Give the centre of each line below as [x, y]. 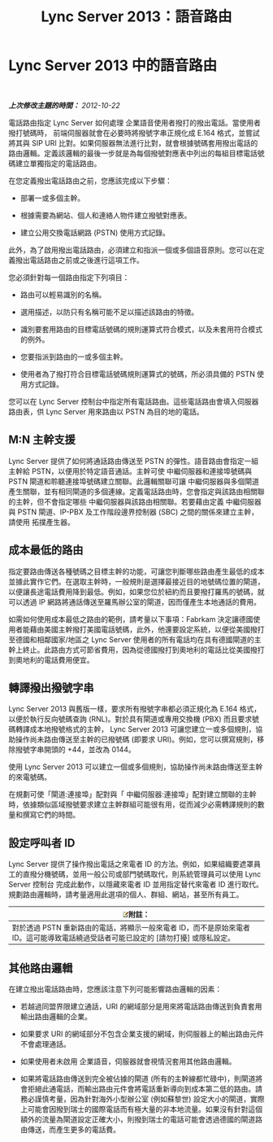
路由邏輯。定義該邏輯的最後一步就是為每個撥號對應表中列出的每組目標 [126, 153]
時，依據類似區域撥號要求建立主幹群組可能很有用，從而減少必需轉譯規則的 [133, 805]
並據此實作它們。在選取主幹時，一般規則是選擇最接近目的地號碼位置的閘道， [136, 581]
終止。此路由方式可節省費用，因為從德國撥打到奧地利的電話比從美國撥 [140, 650]
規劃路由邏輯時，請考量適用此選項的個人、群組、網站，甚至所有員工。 [126, 895]
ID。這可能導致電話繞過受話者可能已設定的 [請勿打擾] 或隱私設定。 [123, 938]
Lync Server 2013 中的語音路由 [113, 66]
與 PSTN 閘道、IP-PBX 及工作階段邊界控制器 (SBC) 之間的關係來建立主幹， [133, 512]
